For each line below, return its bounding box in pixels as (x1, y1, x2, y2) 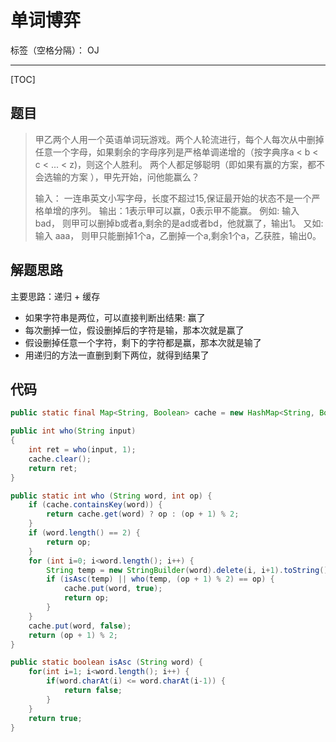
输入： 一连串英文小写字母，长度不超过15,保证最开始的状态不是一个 (34, 192, 312, 204)
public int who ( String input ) (10, 426, 137, 436)
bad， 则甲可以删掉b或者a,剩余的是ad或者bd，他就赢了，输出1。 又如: (34, 217, 324, 229)
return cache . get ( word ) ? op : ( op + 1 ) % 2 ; (46, 509, 240, 520)
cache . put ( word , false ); (28, 621, 132, 631)
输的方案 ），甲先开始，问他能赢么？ (52, 171, 200, 183)
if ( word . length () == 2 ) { (28, 528, 141, 538)
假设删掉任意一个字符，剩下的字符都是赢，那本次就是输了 (24, 336, 262, 348)
